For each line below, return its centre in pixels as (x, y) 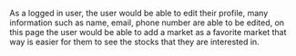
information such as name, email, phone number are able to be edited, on (147, 23)
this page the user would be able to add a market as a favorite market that (148, 32)
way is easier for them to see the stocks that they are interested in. (134, 42)
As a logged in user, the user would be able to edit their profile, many (139, 13)
